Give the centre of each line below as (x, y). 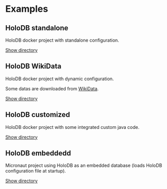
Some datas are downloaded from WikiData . (52, 88)
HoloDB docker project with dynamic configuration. (60, 79)
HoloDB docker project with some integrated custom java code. (72, 127)
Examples (27, 9)
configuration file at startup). (36, 171)
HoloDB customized (38, 115)
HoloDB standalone (37, 28)
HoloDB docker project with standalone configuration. (62, 40)
